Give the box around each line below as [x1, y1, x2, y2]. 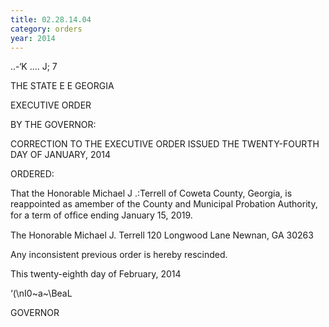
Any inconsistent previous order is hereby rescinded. [10, 249, 228, 261]
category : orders [10, 24, 83, 34]
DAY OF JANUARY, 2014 [10, 149, 112, 161]
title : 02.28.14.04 [10, 14, 92, 25]
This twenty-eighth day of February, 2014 [10, 268, 182, 280]
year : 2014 [10, 33, 56, 43]
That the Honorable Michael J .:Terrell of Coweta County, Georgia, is [10, 187, 293, 200]
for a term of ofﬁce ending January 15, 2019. [10, 209, 193, 221]
